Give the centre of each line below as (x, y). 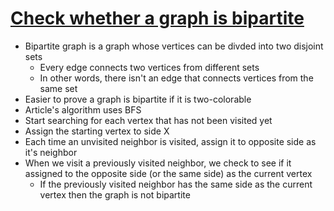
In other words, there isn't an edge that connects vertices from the (176, 78)
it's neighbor (51, 152)
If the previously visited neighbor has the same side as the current (176, 184)
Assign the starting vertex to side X (97, 131)
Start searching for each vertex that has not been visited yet (148, 120)
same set (58, 88)
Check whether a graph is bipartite (157, 18)
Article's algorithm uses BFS (83, 109)
